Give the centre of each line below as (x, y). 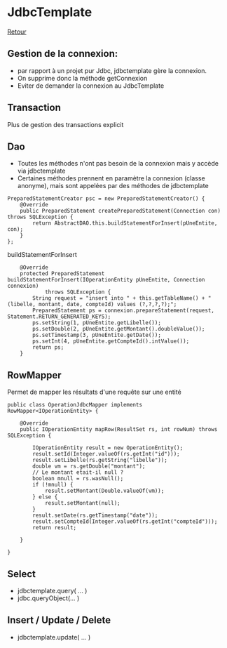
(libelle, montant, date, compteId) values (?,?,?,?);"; (92, 305)
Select (22, 574)
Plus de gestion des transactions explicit (66, 124)
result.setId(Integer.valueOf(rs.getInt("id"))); (106, 454)
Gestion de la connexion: (63, 54)
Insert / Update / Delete (59, 620)
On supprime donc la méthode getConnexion (82, 78)
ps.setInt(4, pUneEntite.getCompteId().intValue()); (111, 341)
